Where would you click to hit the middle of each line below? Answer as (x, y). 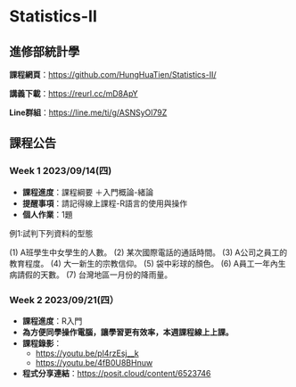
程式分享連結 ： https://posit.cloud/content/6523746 (116, 373)
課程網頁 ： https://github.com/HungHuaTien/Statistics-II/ (113, 74)
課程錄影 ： (42, 343)
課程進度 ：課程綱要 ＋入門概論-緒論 (88, 192)
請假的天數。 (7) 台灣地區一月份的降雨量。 (95, 275)
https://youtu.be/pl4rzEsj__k (87, 353)
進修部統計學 (45, 51)
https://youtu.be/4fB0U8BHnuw (94, 362)
